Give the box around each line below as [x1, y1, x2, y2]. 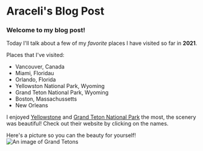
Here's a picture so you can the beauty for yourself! [6, 132, 136, 139]
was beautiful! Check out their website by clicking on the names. [6, 120, 169, 127]
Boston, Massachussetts [15, 95, 77, 102]
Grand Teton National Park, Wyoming [15, 89, 109, 96]
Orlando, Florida [15, 76, 56, 83]
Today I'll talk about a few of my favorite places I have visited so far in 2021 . [6, 39, 198, 47]
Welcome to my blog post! [6, 26, 85, 35]
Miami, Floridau [15, 70, 54, 77]
